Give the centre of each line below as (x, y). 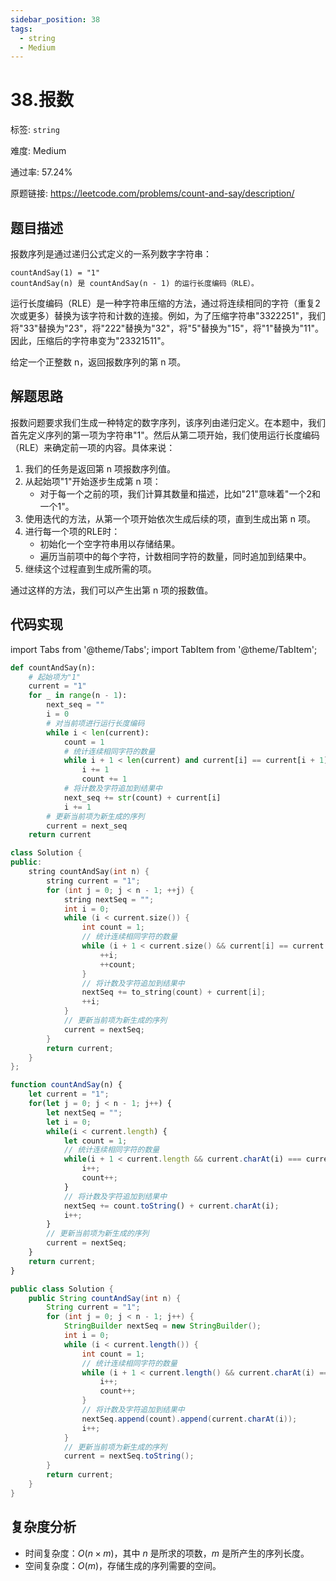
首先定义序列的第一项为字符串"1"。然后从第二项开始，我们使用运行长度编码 (165, 435)
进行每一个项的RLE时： (72, 531)
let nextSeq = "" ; (84, 1112)
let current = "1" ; (69, 1094)
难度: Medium (38, 151)
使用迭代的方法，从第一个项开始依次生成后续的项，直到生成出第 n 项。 (170, 518)
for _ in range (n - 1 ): (78, 696)
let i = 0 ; (69, 1122)
